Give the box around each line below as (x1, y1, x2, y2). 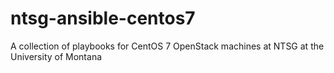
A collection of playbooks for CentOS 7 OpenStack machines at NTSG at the (10, 40, 325, 52)
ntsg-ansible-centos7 (10, 7, 196, 30)
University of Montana (10, 50, 103, 62)
